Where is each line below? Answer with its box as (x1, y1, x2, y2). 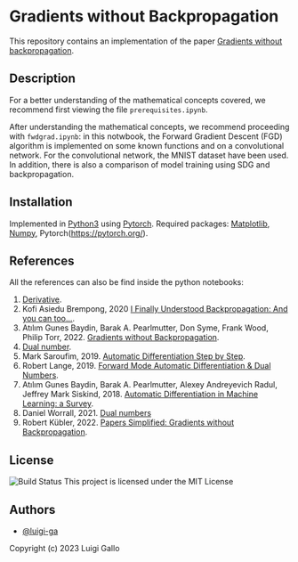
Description (9, 71, 76, 86)
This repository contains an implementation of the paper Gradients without (9, 36, 283, 46)
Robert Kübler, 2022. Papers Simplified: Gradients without (21, 417, 234, 428)
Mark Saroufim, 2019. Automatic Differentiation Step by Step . (21, 351, 246, 362)
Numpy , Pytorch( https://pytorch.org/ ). (9, 227, 149, 238)
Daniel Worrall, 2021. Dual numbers (21, 408, 152, 419)
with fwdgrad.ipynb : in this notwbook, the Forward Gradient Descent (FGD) (9, 131, 283, 142)
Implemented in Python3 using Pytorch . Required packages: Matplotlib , (9, 218, 270, 229)
